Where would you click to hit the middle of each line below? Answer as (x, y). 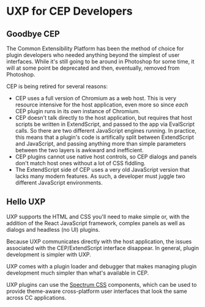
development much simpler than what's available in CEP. (78, 273)
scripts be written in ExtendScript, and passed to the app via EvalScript (105, 124)
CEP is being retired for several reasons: (57, 86)
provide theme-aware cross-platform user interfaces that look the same (97, 291)
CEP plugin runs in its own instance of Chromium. (78, 111)
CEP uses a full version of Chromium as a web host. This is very (95, 98)
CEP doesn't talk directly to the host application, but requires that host (104, 118)
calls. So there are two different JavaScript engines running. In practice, (106, 131)
